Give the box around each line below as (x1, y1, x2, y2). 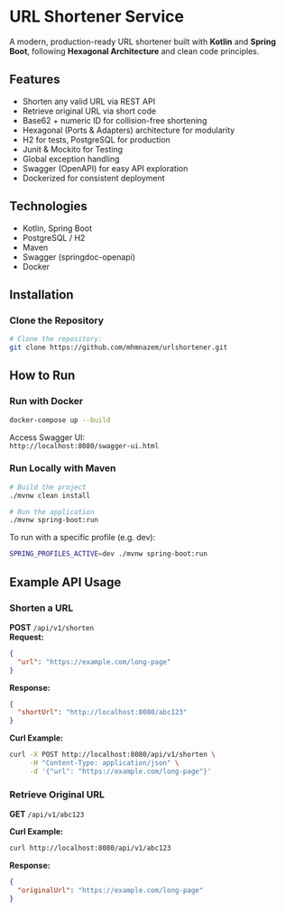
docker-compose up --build (9, 415, 111, 425)
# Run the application (9, 507, 95, 516)
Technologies (9, 198, 88, 214)
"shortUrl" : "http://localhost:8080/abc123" (17, 708, 188, 717)
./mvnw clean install (9, 491, 91, 500)
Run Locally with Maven (9, 462, 116, 474)
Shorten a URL (9, 602, 74, 614)
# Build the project (9, 483, 87, 492)
